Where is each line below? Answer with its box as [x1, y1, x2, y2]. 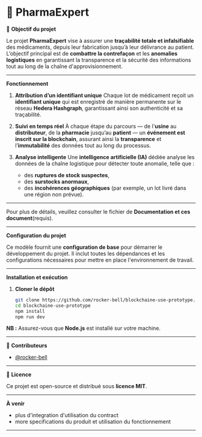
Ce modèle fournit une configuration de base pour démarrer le [6, 244, 163, 251]
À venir [6, 400, 25, 407]
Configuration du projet [6, 231, 66, 239]
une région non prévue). [23, 190, 84, 198]
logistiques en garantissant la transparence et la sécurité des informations [6, 56, 191, 63]
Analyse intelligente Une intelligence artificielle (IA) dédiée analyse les [14, 153, 195, 160]
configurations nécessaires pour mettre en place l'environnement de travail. [6, 256, 194, 263]
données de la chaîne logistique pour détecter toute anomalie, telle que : [14, 160, 195, 167]
